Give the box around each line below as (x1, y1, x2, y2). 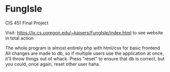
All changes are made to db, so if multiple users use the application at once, (5, 50, 164, 56)
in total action (5, 35, 34, 41)
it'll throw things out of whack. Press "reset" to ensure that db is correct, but (5, 55, 165, 61)
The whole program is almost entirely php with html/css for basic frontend (5, 45, 160, 51)
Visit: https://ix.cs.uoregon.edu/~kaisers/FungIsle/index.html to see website (5, 29, 163, 35)
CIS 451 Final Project (5, 20, 49, 26)
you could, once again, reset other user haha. (5, 61, 100, 67)
